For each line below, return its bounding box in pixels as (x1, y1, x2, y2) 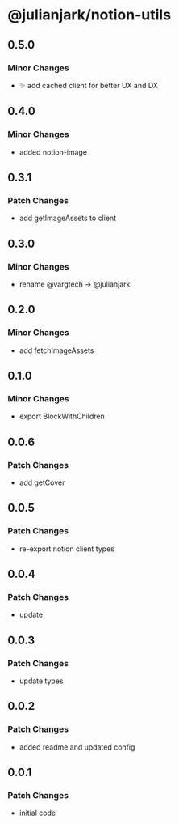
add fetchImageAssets (19, 346, 94, 355)
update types (19, 676, 64, 686)
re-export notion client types (19, 544, 114, 554)
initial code (19, 808, 56, 818)
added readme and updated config (19, 742, 135, 752)
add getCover (19, 478, 65, 487)
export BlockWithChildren (19, 411, 106, 422)
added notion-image (19, 147, 88, 157)
